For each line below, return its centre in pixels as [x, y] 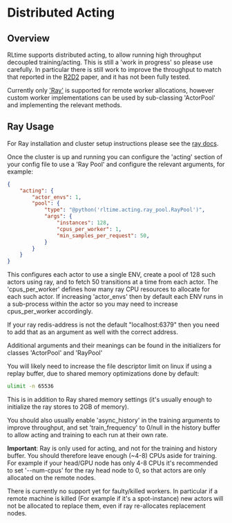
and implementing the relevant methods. [65, 105]
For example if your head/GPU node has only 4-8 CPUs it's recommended [113, 463]
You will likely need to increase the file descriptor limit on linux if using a [109, 366]
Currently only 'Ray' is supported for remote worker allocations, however [110, 90]
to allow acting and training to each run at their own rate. [88, 435]
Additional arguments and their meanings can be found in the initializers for [114, 346]
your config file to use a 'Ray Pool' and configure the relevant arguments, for [116, 164]
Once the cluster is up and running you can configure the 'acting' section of [115, 156]
